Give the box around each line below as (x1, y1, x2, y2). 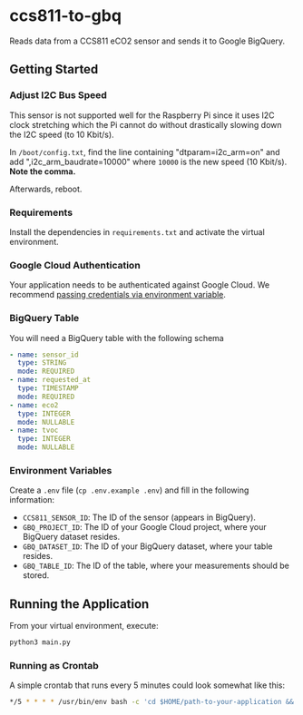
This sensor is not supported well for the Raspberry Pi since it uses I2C (9, 110, 275, 121)
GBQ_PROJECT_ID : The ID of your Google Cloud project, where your (22, 522, 267, 533)
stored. (22, 570, 50, 581)
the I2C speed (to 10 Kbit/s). (9, 129, 115, 140)
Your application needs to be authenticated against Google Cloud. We (9, 279, 270, 290)
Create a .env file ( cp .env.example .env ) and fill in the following (9, 485, 249, 495)
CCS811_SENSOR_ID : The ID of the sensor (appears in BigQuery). (22, 512, 257, 523)
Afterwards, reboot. (9, 183, 83, 194)
